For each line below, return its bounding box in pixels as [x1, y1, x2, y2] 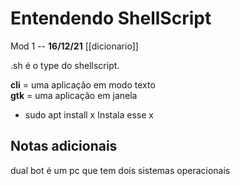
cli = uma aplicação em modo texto [10, 78, 156, 91]
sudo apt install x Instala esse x [24, 108, 154, 121]
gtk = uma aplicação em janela [10, 89, 138, 101]
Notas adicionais [10, 138, 118, 155]
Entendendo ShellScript [10, 7, 212, 30]
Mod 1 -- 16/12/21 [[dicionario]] [10, 40, 139, 52]
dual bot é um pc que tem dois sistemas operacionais [10, 164, 231, 176]
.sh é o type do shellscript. [10, 59, 120, 71]
